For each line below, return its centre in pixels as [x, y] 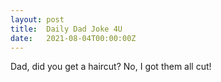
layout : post [37, 19]
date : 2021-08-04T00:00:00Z [73, 38]
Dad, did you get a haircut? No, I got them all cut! [111, 67]
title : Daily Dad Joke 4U [66, 29]
